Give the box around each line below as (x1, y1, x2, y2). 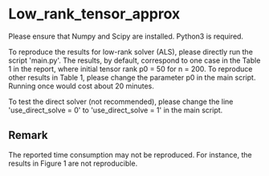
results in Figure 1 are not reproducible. (8, 158, 138, 168)
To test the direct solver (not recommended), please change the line (8, 96, 234, 106)
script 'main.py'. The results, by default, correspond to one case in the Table (8, 55, 261, 65)
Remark (8, 129, 48, 142)
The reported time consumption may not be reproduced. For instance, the (8, 149, 252, 159)
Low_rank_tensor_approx (8, 5, 181, 23)
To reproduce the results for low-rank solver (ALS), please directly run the (8, 47, 253, 56)
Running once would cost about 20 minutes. (8, 81, 155, 91)
